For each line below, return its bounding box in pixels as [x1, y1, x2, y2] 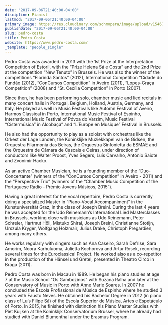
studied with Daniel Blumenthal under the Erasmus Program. [5, 314, 129, 320]
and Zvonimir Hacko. [5, 157, 48, 164]
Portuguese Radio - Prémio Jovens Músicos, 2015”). [5, 184, 113, 190]
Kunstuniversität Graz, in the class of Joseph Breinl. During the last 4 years [5, 204, 160, 210]
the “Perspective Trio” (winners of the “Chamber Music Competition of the [5, 178, 158, 184]
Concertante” [5, 173, 33, 179]
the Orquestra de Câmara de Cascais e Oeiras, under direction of [5, 147, 139, 153]
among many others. [5, 230, 48, 236]
